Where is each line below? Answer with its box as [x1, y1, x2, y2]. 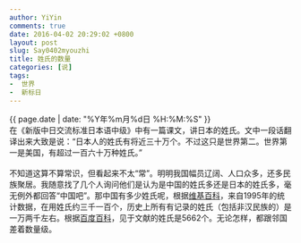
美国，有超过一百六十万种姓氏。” [24, 147, 143, 157]
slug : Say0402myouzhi [9, 46, 90, 55]
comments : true [9, 21, 66, 30]
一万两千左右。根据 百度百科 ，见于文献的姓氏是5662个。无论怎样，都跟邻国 [9, 212, 288, 223]
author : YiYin [9, 13, 63, 22]
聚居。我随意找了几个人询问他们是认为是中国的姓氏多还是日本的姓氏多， [16, 179, 284, 189]
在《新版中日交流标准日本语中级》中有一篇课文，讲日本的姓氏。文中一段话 [9, 124, 284, 135]
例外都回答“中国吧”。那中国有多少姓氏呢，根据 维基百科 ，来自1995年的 [16, 189, 278, 201]
